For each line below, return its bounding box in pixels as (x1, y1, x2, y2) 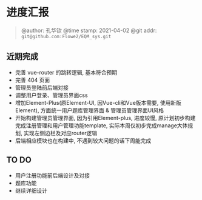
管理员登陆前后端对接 (15, 84, 69, 91)
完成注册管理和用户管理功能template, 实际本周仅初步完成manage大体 (15, 122, 188, 129)
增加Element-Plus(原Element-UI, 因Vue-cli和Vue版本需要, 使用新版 (15, 99, 182, 106)
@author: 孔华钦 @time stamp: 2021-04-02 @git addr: (21, 27, 157, 34)
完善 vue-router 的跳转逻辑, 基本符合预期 (15, 68, 117, 76)
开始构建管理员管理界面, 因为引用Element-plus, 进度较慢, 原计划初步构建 (15, 114, 196, 121)
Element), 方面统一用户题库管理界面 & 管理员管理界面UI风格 (15, 107, 164, 114)
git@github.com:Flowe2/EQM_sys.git (21, 33, 112, 39)
